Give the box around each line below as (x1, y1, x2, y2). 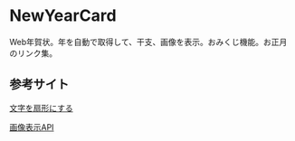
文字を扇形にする (9, 102, 74, 113)
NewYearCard (9, 5, 117, 26)
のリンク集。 (9, 47, 57, 59)
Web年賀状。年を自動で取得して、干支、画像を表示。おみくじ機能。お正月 (9, 36, 288, 47)
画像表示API (9, 121, 54, 132)
